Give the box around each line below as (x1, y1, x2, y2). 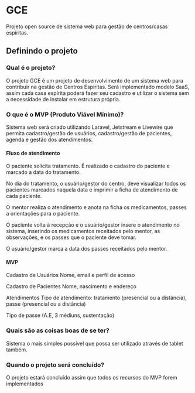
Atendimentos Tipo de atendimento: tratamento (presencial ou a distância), (6, 294, 187, 302)
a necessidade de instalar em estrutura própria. (6, 95, 121, 102)
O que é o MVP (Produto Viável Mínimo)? (6, 110, 124, 118)
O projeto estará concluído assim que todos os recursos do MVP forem (6, 374, 177, 381)
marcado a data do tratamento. (6, 169, 81, 176)
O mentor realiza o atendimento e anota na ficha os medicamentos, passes (6, 204, 187, 211)
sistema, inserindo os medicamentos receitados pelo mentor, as (6, 228, 160, 235)
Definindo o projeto (6, 46, 78, 56)
